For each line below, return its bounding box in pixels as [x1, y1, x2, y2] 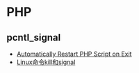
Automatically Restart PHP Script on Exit [16, 50, 132, 58]
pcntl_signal [6, 32, 61, 43]
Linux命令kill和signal [16, 58, 76, 66]
